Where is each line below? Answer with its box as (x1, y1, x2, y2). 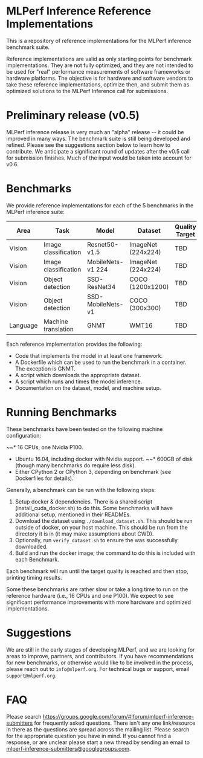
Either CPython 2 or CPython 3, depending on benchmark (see (14, 468, 172, 475)
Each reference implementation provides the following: (6, 340, 143, 348)
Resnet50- (86, 240, 119, 248)
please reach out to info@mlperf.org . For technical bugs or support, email (6, 665, 190, 672)
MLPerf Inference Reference (6, 4, 152, 18)
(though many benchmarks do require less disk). (14, 461, 137, 469)
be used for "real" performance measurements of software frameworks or (6, 68, 191, 75)
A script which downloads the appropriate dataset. (14, 371, 141, 378)
